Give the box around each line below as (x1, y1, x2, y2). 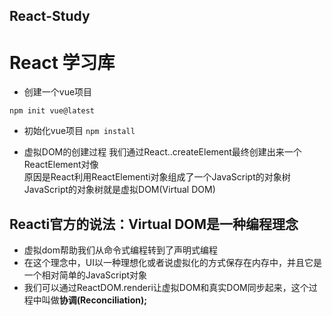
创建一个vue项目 (23, 86, 93, 98)
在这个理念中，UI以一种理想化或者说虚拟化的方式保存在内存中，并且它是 (23, 257, 322, 269)
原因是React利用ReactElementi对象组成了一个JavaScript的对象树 (23, 171, 291, 183)
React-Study (9, 8, 91, 25)
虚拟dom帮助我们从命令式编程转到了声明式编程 (23, 244, 219, 256)
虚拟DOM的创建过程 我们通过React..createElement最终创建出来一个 (23, 146, 302, 158)
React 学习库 (9, 51, 116, 74)
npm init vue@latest (9, 106, 96, 116)
